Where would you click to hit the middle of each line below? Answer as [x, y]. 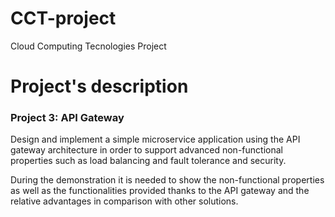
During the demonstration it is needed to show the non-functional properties [167, 180]
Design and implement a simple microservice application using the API [155, 139]
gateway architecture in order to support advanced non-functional [146, 150]
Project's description [99, 86]
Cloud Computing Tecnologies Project [88, 46]
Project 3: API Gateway [67, 118]
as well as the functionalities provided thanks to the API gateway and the [160, 191]
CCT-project [63, 18]
